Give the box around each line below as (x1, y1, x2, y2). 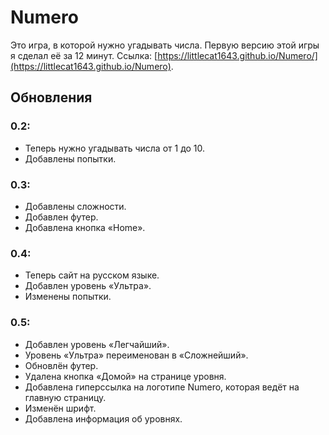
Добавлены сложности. (24, 200, 127, 212)
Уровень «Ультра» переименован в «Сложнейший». (24, 349, 249, 361)
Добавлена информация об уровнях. (24, 412, 183, 425)
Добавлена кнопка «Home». (24, 221, 146, 233)
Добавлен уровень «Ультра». (24, 280, 152, 292)
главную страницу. (24, 391, 107, 403)
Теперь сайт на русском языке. (24, 269, 160, 281)
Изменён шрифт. (24, 402, 97, 414)
